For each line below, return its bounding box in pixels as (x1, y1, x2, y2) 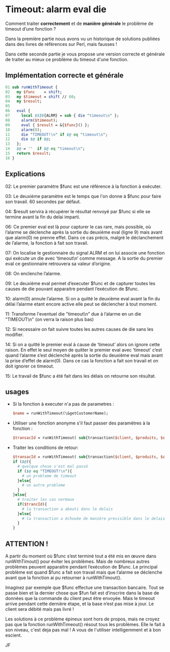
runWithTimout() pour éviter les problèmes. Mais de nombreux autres (5, 558, 150, 564)
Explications (5, 169, 46, 179)
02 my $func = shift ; (5, 89, 62, 95)
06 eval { (5, 108, 30, 114)
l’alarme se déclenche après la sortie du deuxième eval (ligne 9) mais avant (5, 229, 162, 235)
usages (5, 387, 29, 396)
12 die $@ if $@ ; (5, 136, 51, 142)
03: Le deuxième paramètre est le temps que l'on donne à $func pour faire (5, 193, 161, 199)
